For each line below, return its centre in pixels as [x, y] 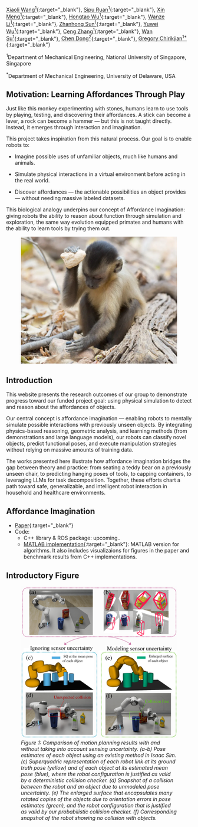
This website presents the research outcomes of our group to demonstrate [97, 394]
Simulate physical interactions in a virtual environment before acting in [100, 174]
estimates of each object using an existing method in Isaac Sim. [99, 755]
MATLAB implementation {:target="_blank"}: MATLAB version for [101, 544]
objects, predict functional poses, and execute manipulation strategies [91, 444]
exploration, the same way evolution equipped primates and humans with [95, 222]
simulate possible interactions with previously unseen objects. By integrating [99, 425]
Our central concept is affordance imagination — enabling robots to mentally [99, 419]
